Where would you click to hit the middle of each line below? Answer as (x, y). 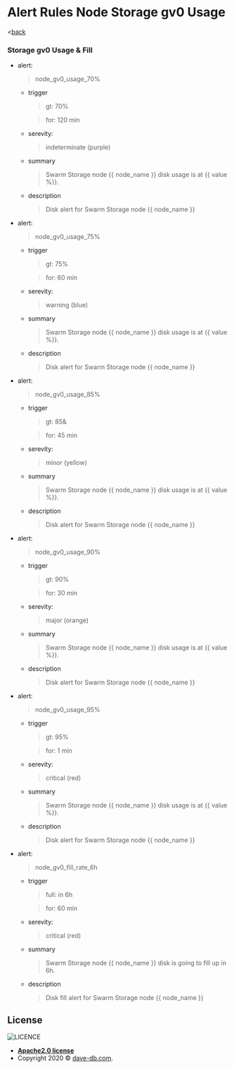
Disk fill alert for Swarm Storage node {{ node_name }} (124, 998)
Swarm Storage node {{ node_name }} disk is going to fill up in (136, 963)
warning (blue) (67, 305)
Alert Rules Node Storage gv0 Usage (117, 12)
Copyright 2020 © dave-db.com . (65, 1058)
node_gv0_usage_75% (67, 237)
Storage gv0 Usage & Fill (50, 50)
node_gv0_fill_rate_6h (66, 867)
